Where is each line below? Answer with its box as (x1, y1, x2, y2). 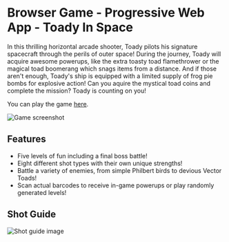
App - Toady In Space (7, 19, 133, 35)
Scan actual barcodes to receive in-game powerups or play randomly (17, 181, 215, 189)
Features (7, 133, 46, 145)
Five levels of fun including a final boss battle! (17, 151, 148, 160)
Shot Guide (7, 209, 57, 221)
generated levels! (17, 188, 67, 196)
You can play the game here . (7, 100, 89, 108)
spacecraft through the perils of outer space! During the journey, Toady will (7, 50, 221, 58)
